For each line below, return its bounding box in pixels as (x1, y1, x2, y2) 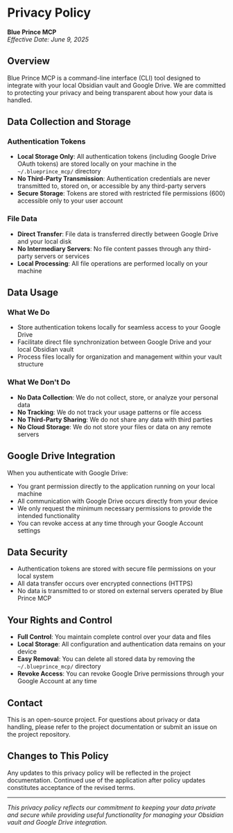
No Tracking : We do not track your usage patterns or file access (17, 408, 202, 416)
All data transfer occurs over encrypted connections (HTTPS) (17, 579, 193, 587)
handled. (7, 96, 33, 104)
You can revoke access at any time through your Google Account (17, 519, 203, 527)
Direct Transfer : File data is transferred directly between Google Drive (17, 230, 218, 238)
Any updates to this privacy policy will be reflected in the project (7, 768, 191, 777)
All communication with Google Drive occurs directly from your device (17, 497, 218, 505)
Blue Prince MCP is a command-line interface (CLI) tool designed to (7, 74, 201, 82)
